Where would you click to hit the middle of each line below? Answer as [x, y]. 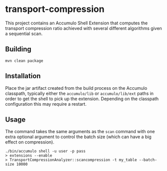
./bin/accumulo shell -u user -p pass [45, 151]
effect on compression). [30, 142]
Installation [23, 76]
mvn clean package [24, 61]
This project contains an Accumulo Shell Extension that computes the [77, 23]
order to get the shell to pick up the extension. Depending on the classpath [82, 99]
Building [18, 49]
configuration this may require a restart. [46, 104]
